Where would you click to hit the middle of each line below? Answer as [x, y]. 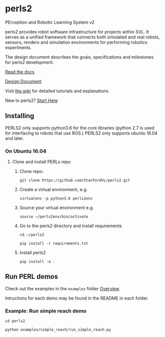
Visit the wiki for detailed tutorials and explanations [57, 91]
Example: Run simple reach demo [46, 311]
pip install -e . [37, 262]
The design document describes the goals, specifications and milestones [79, 57]
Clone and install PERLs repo [41, 162]
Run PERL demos [32, 277]
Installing [20, 116]
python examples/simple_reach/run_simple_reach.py [58, 330]
